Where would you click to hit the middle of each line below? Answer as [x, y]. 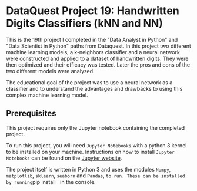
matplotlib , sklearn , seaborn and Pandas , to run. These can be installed [96, 176]
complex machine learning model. [47, 95]
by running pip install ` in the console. [51, 182]
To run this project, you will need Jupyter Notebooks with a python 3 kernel [96, 145]
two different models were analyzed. [51, 71]
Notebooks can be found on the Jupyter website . [64, 158]
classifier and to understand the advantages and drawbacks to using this [94, 88]
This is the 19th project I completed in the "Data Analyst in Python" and [92, 39]
